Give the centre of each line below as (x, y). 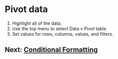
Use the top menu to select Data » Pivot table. (60, 28)
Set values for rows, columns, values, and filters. (63, 34)
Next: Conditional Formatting (51, 50)
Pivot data (26, 9)
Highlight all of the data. (37, 23)
